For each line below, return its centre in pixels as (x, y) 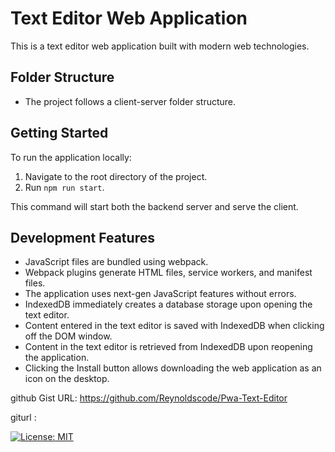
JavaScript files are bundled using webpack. (116, 262)
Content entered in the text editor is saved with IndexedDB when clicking (174, 326)
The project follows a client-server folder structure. (130, 101)
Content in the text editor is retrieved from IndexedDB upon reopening (168, 347)
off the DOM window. (68, 336)
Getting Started (59, 133)
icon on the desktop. (67, 379)
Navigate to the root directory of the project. (116, 176)
